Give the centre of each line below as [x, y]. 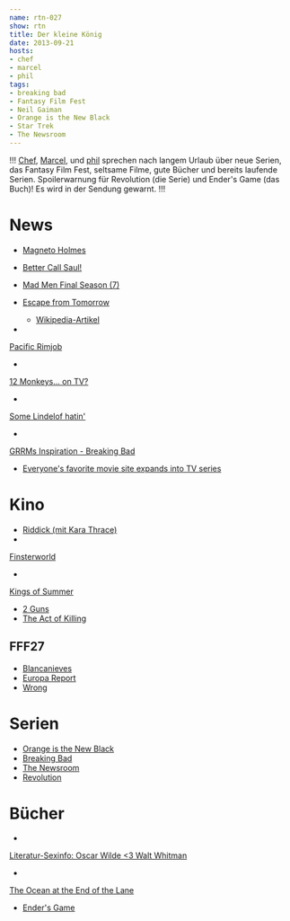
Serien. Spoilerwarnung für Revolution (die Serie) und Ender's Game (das [145, 179]
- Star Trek [31, 127]
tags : [19, 84]
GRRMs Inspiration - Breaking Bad [72, 451]
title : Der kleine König [56, 34]
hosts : [22, 51]
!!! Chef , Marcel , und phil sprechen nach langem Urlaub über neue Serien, [145, 160]
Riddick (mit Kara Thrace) [70, 529]
